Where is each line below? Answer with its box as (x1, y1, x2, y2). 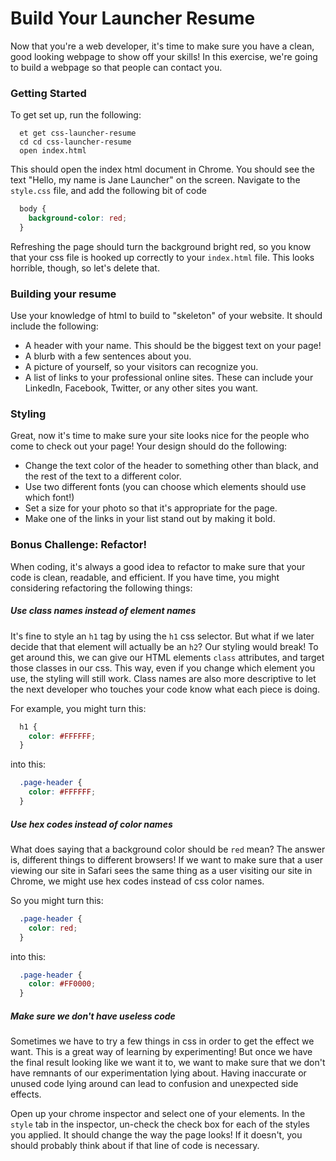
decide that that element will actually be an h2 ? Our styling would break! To (10, 640, 319, 652)
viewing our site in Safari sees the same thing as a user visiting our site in (10, 864, 313, 876)
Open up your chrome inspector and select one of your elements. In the (10, 1108, 306, 1120)
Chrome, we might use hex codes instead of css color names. (10, 875, 265, 887)
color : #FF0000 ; (28, 979, 97, 989)
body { (19, 204, 47, 214)
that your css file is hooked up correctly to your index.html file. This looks (10, 251, 315, 263)
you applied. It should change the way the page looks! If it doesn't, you (10, 1129, 303, 1141)
